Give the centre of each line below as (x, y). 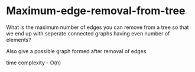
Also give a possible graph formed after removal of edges (76, 51)
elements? (19, 40)
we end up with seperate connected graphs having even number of (88, 33)
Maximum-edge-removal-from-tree (96, 11)
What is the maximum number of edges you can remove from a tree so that (97, 27)
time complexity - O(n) (34, 63)
